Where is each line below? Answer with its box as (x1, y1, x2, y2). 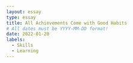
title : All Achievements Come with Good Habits (6, 20, 128, 26)
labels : (6, 37, 26, 43)
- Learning (11, 48, 39, 54)
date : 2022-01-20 (6, 31, 50, 37)
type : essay (6, 14, 36, 20)
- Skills (11, 43, 34, 49)
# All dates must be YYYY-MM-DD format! (6, 25, 109, 32)
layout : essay (6, 8, 42, 15)
